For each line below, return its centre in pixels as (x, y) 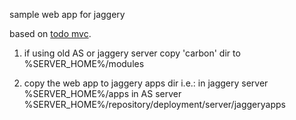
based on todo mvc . (50, 33)
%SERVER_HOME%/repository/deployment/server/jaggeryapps (154, 104)
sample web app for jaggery (67, 14)
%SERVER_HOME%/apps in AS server (102, 93)
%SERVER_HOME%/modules (84, 63)
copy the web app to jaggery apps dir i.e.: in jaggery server (146, 83)
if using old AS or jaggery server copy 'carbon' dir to (132, 53)
